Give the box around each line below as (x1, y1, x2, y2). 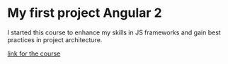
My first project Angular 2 (7, 5, 162, 21)
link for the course (7, 49, 61, 58)
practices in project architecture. (7, 35, 103, 44)
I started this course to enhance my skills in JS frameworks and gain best (7, 28, 221, 37)
